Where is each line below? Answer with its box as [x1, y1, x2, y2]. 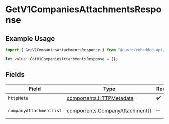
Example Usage [5, 34, 55, 43]
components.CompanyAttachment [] [66, 107, 152, 114]
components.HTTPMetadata [66, 95, 134, 102]
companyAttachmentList [8, 108, 62, 113]
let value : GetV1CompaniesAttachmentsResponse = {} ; [5, 56, 118, 61]
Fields [5, 70, 25, 79]
